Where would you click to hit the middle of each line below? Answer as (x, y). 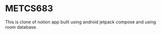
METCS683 (29, 8)
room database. (21, 27)
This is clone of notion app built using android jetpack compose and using (80, 22)
